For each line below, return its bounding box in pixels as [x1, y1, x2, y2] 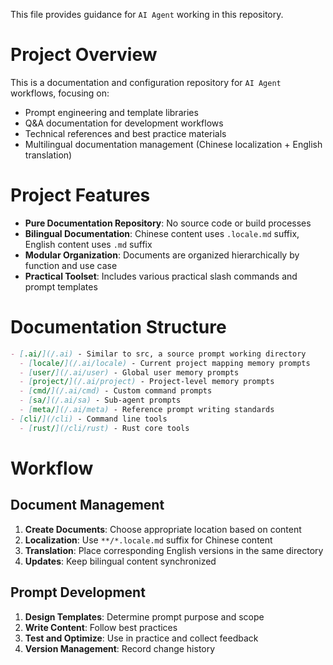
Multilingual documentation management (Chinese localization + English [24, 138, 323, 150]
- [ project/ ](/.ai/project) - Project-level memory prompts [19, 377, 275, 387]
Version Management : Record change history [24, 642, 216, 654]
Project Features [10, 184, 151, 207]
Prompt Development [10, 584, 146, 601]
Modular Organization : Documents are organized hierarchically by [24, 249, 300, 261]
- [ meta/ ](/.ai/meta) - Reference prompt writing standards [19, 405, 275, 415]
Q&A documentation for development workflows [24, 117, 224, 129]
